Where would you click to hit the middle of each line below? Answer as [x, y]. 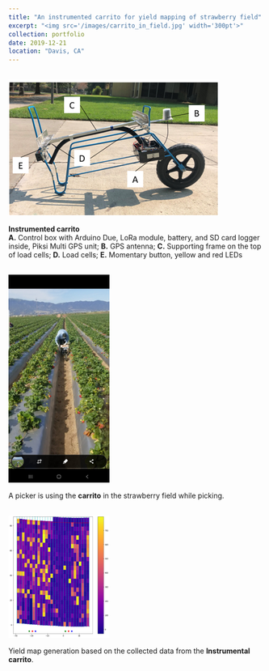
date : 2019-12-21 [38, 43]
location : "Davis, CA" [46, 51]
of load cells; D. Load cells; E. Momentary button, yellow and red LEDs [126, 255]
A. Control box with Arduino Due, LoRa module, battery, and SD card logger [134, 238]
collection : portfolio [46, 34]
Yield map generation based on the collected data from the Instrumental [129, 651]
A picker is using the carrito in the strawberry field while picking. [116, 496]
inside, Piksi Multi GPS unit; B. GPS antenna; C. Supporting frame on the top [135, 246]
